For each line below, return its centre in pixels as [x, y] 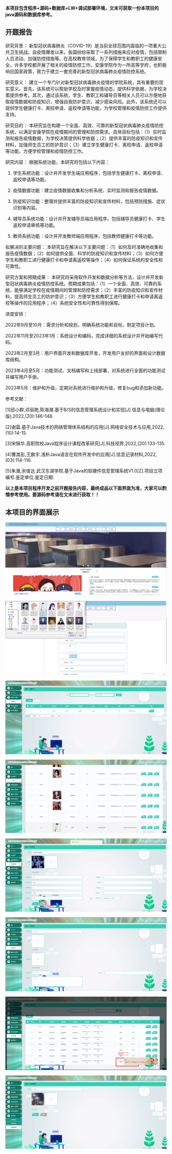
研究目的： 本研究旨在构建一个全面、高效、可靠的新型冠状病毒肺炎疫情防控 [84, 125]
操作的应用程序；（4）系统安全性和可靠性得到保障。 [68, 303]
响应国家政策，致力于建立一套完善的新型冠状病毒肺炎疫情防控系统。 [77, 71]
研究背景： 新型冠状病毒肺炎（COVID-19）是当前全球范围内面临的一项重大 [84, 45]
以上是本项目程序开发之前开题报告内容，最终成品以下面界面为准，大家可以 [84, 488]
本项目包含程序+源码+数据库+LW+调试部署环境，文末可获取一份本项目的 [82, 8]
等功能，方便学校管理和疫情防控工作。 [46, 151]
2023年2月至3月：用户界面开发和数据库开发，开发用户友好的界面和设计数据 [85, 353]
